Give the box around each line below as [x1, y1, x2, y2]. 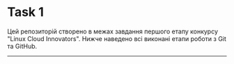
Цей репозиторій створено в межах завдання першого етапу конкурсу [7, 27, 218, 35]
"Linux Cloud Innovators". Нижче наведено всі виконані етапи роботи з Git [7, 34, 226, 42]
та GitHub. [7, 42, 38, 50]
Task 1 [7, 4, 44, 20]
